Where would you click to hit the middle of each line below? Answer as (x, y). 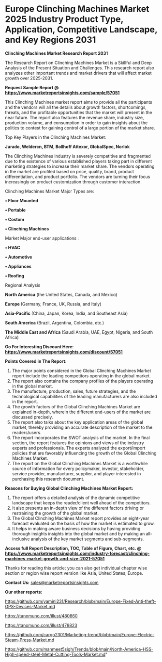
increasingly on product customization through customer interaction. (73, 182)
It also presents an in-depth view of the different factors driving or (78, 508)
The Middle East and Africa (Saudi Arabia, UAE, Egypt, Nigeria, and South (79, 332)
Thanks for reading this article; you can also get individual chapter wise (76, 568)
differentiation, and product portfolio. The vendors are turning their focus (78, 177)
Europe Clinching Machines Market (77, 9)
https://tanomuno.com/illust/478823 (41, 625)
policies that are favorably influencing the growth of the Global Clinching (84, 453)
